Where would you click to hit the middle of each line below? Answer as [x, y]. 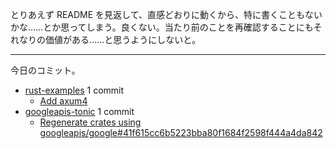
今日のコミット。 [45, 70]
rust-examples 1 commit [74, 90]
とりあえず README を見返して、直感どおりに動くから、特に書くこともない [166, 14]
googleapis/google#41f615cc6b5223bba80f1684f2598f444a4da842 [181, 132]
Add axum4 [63, 101]
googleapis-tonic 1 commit [79, 111]
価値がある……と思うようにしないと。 [123, 39]
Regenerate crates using [90, 122]
